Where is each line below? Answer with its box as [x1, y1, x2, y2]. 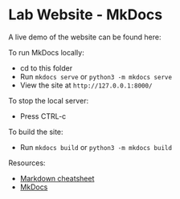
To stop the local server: [8, 95, 89, 105]
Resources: [8, 158, 46, 168]
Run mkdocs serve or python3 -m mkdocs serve [19, 71, 173, 81]
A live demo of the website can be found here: [8, 32, 162, 42]
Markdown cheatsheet [19, 173, 95, 183]
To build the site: [8, 127, 63, 136]
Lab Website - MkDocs [8, 6, 163, 24]
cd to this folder [19, 63, 73, 73]
